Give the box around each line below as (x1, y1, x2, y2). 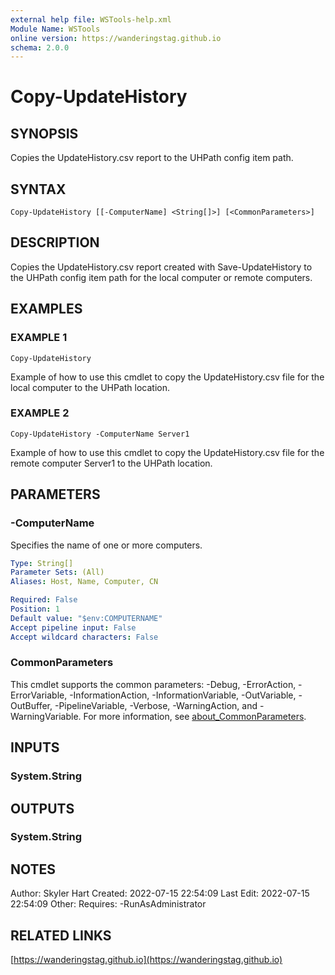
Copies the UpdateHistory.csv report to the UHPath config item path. (10, 152, 294, 164)
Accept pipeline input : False (10, 622, 137, 633)
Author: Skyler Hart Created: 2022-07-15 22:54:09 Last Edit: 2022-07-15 (10, 887, 310, 900)
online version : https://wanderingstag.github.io (10, 33, 222, 43)
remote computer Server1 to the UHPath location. (10, 457, 213, 469)
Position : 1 (10, 604, 60, 615)
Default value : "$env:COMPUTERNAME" (10, 613, 163, 623)
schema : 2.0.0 (10, 42, 70, 53)
